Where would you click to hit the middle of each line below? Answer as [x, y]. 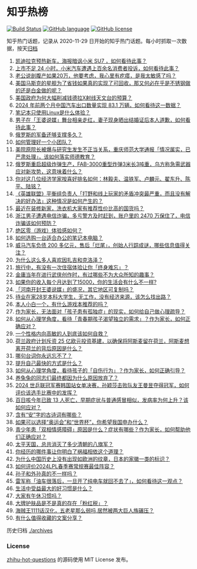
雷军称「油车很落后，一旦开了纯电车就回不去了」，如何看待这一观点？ [99, 481]
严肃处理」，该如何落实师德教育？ [55, 156]
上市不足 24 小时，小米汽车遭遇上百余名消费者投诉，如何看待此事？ [97, 68]
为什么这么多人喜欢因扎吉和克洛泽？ [59, 259]
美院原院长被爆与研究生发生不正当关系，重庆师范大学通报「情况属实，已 [103, 149]
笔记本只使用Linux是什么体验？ [53, 112]
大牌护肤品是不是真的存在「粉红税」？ [61, 503]
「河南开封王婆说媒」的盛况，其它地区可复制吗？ [74, 289]
